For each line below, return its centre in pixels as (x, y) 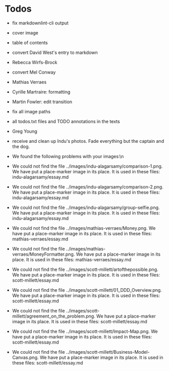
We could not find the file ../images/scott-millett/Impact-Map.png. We (85, 331)
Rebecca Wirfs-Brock (35, 62)
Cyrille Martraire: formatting (41, 91)
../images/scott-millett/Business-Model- (108, 352)
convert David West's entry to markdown (55, 52)
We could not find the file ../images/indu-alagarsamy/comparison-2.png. (88, 187)
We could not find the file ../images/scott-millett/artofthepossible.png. (85, 269)
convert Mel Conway (34, 72)
